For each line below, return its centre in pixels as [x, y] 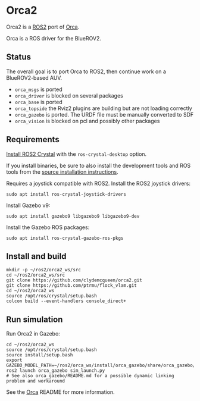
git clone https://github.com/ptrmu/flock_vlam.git [71, 286]
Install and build [36, 256]
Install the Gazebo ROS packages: [48, 227]
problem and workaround [36, 381]
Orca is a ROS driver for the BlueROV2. [54, 38]
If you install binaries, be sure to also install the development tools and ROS [99, 165]
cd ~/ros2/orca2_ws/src [36, 275]
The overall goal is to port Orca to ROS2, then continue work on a [86, 71]
